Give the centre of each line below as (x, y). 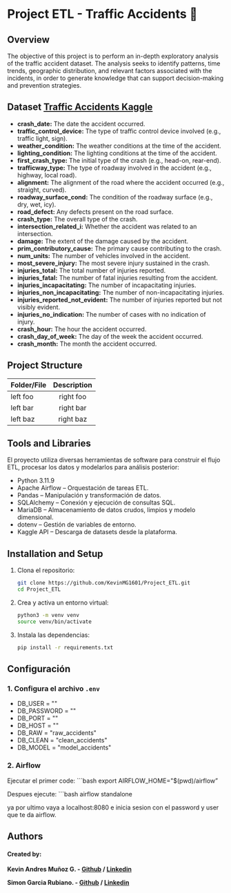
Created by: (24, 854)
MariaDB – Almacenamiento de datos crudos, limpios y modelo (106, 510)
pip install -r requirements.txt (65, 647)
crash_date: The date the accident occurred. (81, 124)
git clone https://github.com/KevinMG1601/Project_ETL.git (104, 583)
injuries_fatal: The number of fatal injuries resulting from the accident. (118, 277)
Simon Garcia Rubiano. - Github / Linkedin (68, 883)
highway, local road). (47, 175)
